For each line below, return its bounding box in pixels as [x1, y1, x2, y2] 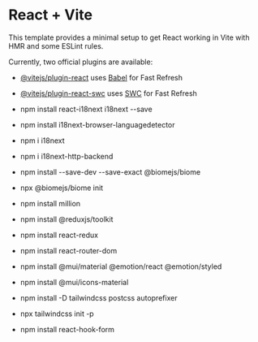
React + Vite [8, 6, 93, 24]
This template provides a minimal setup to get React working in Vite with [8, 32, 250, 42]
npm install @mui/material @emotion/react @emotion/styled [19, 262, 222, 271]
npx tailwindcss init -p [19, 309, 95, 318]
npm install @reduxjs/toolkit [19, 214, 114, 224]
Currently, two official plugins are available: [8, 57, 153, 67]
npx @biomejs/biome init [19, 183, 104, 193]
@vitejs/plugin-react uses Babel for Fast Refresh [19, 72, 183, 82]
